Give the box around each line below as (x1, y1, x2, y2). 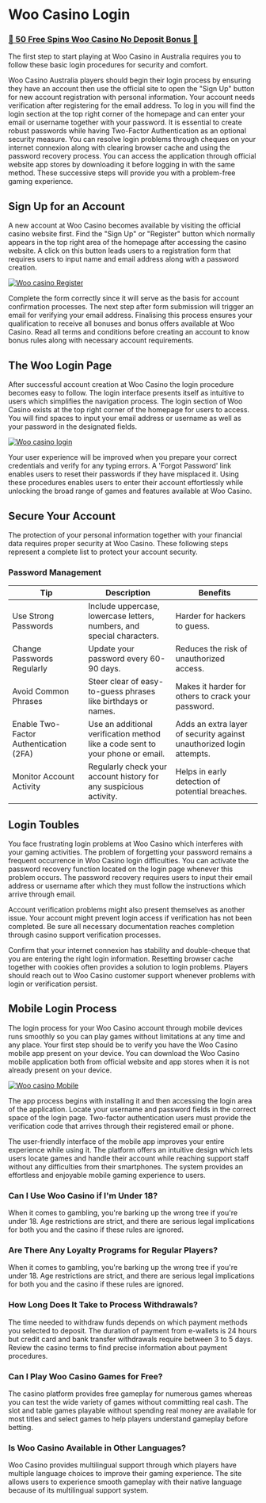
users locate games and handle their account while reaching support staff (8, 1153, 249, 1163)
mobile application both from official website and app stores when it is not (8, 1057, 249, 1066)
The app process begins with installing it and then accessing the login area (8, 1096, 253, 1105)
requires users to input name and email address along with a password (8, 254, 239, 264)
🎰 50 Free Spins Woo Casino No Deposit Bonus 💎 (8, 34, 199, 45)
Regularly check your (88, 761, 168, 772)
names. (88, 706, 116, 717)
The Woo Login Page (8, 358, 112, 372)
